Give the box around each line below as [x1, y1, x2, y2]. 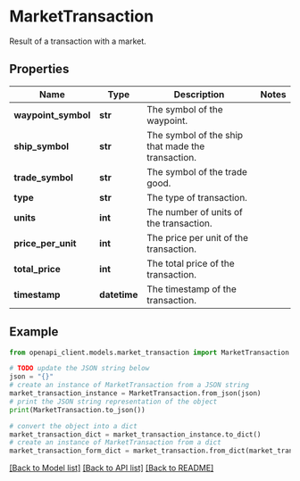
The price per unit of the [146, 231, 248, 244]
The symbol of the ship [146, 129, 244, 141]
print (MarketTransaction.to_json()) [9, 405, 146, 414]
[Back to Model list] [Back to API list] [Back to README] [9, 462, 214, 474]
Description [173, 87, 225, 100]
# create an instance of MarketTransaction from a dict [9, 438, 221, 447]
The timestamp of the [146, 283, 237, 295]
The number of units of [146, 205, 243, 218]
